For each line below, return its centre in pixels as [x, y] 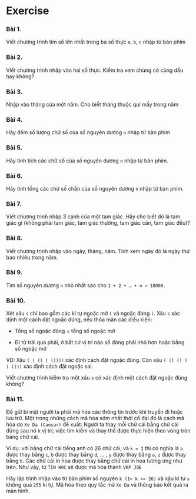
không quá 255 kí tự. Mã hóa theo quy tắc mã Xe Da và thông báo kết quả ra [97, 485]
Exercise [28, 11]
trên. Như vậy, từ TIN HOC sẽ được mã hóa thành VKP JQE [74, 467]
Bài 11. [15, 400]
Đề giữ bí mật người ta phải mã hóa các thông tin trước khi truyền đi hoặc [95, 412]
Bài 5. [14, 148]
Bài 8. [14, 238]
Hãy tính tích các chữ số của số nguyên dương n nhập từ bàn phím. [87, 161]
